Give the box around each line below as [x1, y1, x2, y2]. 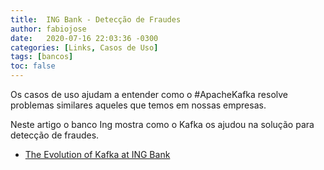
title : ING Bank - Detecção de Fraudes [10, 14, 182, 25]
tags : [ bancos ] [10, 52, 74, 62]
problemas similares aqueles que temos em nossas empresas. [10, 99, 267, 111]
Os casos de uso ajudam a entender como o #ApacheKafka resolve [10, 89, 289, 100]
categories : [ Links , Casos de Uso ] [10, 42, 159, 53]
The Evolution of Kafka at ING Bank [24, 149, 171, 160]
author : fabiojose [10, 24, 87, 34]
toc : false [10, 61, 56, 71]
